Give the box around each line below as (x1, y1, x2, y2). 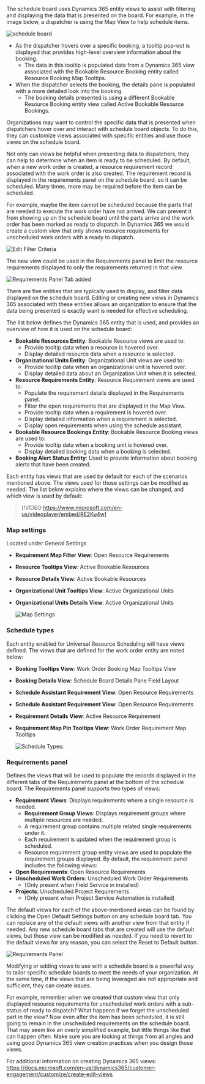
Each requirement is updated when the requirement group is (24, 835, 176, 843)
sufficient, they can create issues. (6, 982, 92, 989)
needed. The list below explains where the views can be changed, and (6, 486, 184, 493)
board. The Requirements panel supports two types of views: (6, 785, 161, 792)
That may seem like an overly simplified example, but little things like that (6, 1026, 191, 1033)
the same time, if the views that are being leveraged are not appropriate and (6, 975, 198, 982)
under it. (24, 829, 46, 836)
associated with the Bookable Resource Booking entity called (24, 68, 179, 75)
